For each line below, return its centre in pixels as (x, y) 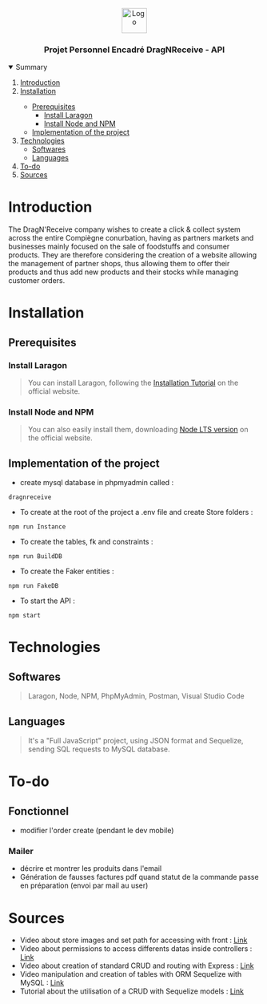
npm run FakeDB (34, 586)
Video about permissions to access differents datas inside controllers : (136, 949)
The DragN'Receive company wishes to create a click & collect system (125, 229)
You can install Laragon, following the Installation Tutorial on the (133, 383)
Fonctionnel (39, 811)
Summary (32, 67)
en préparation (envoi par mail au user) (84, 885)
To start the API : (48, 601)
